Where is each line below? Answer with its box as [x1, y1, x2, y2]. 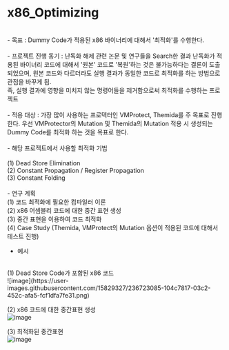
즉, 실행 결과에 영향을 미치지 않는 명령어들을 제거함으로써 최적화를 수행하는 [7, 86, 208, 94]
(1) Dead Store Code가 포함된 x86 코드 [7, 269, 114, 277]
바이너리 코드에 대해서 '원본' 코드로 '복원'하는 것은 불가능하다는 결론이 [19, 60, 208, 68]
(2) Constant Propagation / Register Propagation [7, 166, 145, 174]
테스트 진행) [7, 232, 39, 240]
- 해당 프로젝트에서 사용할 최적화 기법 [7, 143, 108, 152]
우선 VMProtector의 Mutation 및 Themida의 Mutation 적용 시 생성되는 [21, 119, 213, 127]
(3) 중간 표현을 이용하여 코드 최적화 [7, 215, 102, 223]
